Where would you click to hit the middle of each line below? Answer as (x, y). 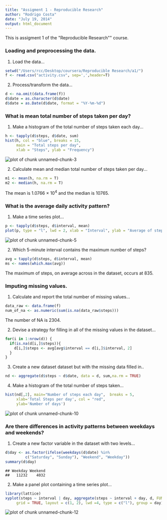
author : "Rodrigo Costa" (31, 14)
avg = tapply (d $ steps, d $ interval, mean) (49, 259)
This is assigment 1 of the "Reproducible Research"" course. (67, 38)
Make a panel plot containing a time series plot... (62, 484)
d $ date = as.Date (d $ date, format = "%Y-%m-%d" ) (55, 103)
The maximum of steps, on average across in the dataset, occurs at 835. (80, 273)
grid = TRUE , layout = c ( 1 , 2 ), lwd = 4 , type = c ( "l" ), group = (84, 503)
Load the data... (28, 62)
